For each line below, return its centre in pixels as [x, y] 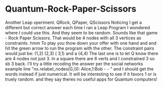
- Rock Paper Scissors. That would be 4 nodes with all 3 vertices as [73, 38]
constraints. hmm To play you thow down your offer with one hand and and [81, 43]
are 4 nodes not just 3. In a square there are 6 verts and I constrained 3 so [80, 58]
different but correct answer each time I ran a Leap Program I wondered [78, 27]
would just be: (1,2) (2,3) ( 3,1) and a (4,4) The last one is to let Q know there [81, 53]
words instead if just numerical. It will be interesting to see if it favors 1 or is [81, 74]
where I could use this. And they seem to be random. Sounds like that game [81, 33]
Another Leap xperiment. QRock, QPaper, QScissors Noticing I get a [73, 22]
